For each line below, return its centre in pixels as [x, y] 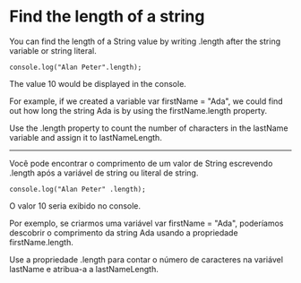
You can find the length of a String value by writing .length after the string [145, 41]
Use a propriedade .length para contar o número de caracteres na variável [146, 259]
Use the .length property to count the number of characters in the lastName [149, 128]
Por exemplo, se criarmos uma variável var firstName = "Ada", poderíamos [146, 223]
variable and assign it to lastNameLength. [86, 137]
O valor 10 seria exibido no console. [75, 206]
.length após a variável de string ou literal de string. [104, 173]
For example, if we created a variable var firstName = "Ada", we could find [146, 101]
